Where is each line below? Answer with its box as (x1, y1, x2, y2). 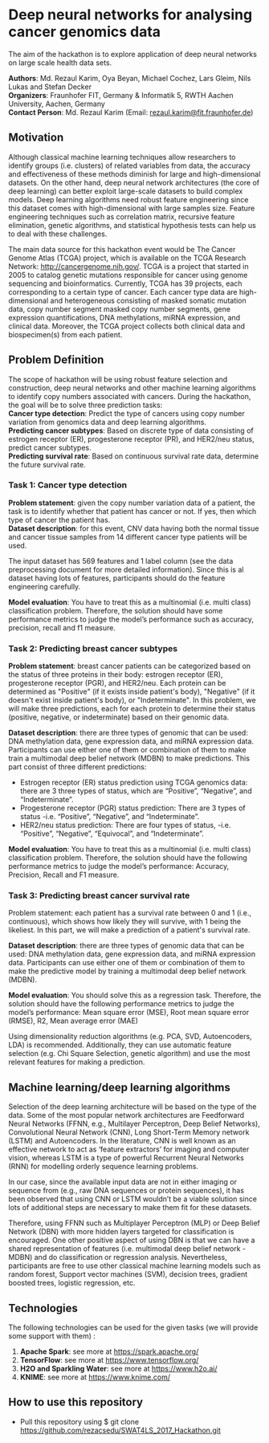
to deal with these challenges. (8, 229, 108, 238)
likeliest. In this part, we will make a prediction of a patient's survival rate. (8, 925, 251, 935)
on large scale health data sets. (8, 58, 112, 67)
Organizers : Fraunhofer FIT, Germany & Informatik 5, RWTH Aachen (8, 90, 234, 100)
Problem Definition (8, 353, 104, 367)
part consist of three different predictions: (8, 762, 147, 772)
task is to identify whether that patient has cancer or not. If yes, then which (8, 506, 257, 516)
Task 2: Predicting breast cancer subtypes (8, 642, 178, 654)
